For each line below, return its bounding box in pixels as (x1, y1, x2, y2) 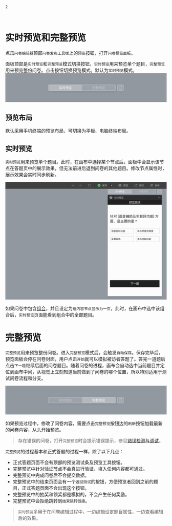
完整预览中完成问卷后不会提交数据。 (12, 472, 90, 478)
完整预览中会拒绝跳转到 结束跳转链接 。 (12, 497, 90, 503)
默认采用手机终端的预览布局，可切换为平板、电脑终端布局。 (5, 128, 131, 134)
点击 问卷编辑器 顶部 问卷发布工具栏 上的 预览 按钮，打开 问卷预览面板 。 (5, 50, 136, 56)
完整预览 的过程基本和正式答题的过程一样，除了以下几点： (5, 448, 124, 454)
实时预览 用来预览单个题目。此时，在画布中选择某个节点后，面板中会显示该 (5, 159, 160, 165)
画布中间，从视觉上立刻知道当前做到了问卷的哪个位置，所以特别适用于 (14, 369, 162, 375)
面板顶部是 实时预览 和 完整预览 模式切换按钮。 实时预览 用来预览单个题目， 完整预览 (5, 60, 165, 67)
